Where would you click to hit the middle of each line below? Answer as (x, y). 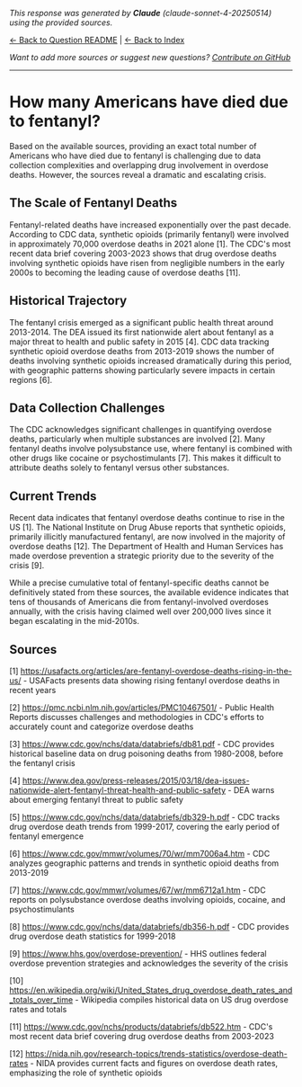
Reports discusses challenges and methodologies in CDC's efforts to (137, 717)
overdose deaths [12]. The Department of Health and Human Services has (147, 547)
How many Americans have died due (149, 102)
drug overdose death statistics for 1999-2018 (93, 936)
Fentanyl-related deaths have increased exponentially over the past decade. (151, 225)
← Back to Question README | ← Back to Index (97, 40)
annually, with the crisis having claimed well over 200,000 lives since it (140, 611)
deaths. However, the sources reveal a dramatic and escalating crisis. (138, 174)
